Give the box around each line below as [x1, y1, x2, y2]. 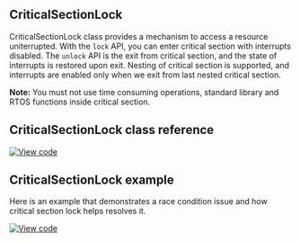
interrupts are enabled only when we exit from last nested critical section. [9, 69, 281, 80]
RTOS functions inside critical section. [9, 96, 151, 107]
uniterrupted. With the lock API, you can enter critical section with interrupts [9, 40, 292, 51]
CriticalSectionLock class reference [9, 122, 215, 138]
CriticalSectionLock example [9, 173, 174, 188]
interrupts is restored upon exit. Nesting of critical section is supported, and [9, 59, 290, 70]
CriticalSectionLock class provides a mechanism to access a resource [9, 31, 269, 41]
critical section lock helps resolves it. [9, 206, 146, 217]
